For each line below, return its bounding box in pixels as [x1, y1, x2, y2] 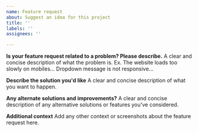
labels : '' [6, 25, 33, 32]
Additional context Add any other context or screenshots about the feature [6, 113, 191, 120]
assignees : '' [6, 31, 42, 37]
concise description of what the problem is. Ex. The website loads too [6, 59, 178, 66]
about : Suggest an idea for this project [6, 14, 111, 20]
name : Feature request [6, 8, 63, 15]
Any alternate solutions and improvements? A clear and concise [6, 95, 168, 102]
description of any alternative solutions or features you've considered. [6, 101, 179, 108]
